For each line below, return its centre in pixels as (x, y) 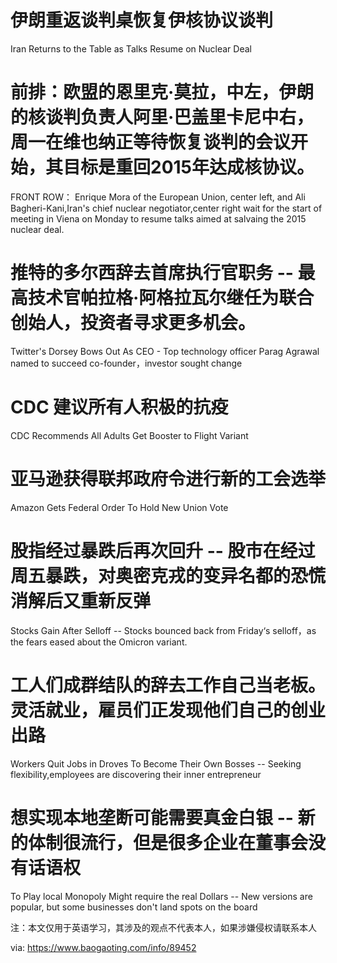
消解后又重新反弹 (81, 600)
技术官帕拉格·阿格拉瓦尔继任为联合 (171, 298)
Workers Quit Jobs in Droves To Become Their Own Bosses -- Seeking (156, 763)
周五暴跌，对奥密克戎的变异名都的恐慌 (168, 575)
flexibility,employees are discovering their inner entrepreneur (136, 774)
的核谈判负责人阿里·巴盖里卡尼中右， (162, 117)
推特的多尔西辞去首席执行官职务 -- (152, 273)
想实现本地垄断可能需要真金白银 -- (152, 817)
